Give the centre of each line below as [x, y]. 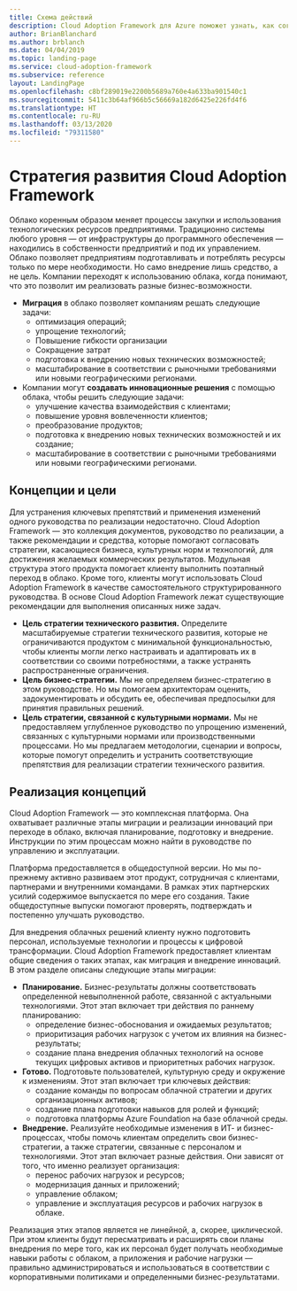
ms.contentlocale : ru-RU [55, 116]
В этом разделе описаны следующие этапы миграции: [113, 970]
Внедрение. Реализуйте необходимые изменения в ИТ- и [132, 1128]
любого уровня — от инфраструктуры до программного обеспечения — [146, 238]
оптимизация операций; [80, 321]
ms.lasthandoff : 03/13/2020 [61, 125]
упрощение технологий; [80, 331]
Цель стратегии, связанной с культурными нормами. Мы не [140, 717]
